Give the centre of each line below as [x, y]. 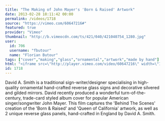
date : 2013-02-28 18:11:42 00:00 [39, 14]
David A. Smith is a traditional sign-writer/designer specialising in [71, 82]
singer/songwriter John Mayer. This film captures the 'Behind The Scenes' [80, 103]
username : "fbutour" [30, 50]
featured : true [21, 28]
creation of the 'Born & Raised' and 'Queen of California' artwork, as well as [82, 108]
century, [14, 98]
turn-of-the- [133, 93]
